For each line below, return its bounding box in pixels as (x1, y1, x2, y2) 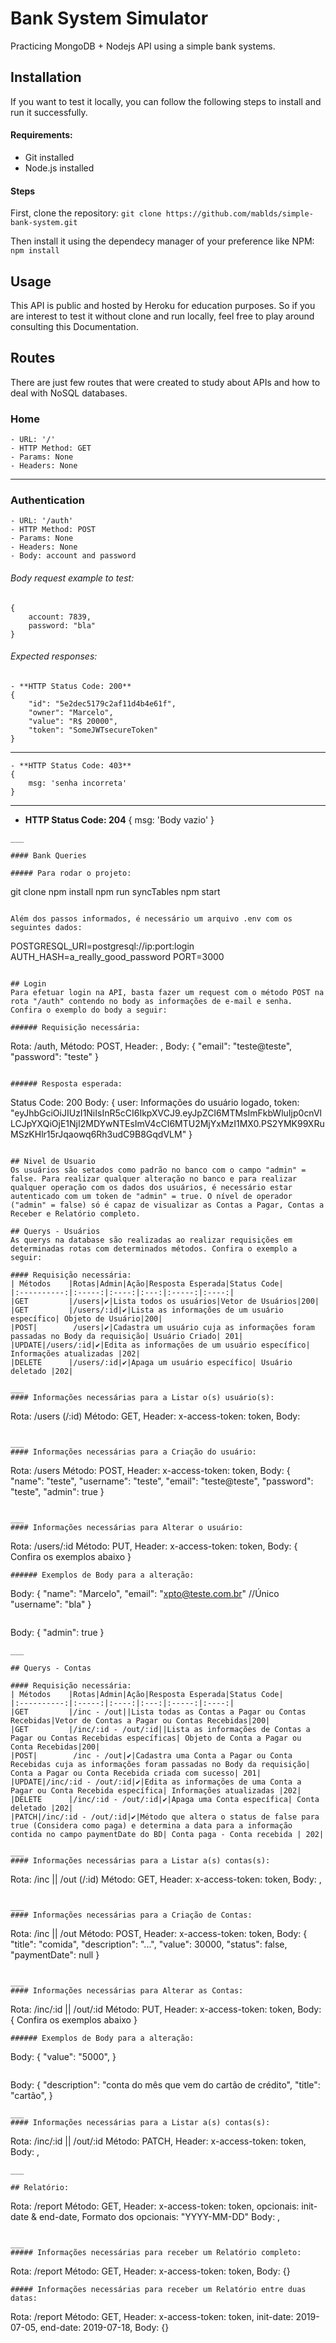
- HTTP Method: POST (10, 525, 97, 535)
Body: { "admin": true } (10, 1626, 105, 1638)
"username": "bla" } (10, 1598, 92, 1610)
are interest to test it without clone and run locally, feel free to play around (10, 310, 315, 322)
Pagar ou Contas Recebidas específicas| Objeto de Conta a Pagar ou (10, 1733, 302, 1743)
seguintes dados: (10, 922, 83, 932)
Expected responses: (10, 650, 98, 662)
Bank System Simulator (10, 7, 209, 30)
